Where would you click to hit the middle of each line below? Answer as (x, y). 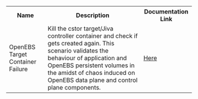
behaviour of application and (87, 58)
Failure (19, 69)
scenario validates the (78, 51)
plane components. (74, 88)
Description (93, 15)
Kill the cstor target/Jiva (80, 29)
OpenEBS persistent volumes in (91, 65)
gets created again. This (81, 43)
